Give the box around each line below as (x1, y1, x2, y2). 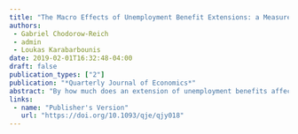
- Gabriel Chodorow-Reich (12, 29, 109, 38)
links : (9, 94, 34, 104)
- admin (12, 37, 42, 47)
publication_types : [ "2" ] (9, 71, 105, 79)
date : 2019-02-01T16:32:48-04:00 (9, 54, 133, 63)
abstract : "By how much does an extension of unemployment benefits (9, 86, 268, 95)
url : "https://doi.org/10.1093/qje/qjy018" (20, 111, 184, 120)
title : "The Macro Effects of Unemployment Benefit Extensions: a (9, 12, 260, 22)
